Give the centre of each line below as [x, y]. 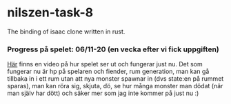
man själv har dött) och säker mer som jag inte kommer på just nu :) [103, 93]
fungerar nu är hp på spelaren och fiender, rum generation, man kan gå [108, 71]
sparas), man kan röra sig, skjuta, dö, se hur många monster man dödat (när [115, 86]
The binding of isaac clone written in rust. [66, 31]
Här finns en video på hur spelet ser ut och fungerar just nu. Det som [105, 64]
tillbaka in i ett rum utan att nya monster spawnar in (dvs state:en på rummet [115, 79]
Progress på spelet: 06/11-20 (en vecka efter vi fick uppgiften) [113, 49]
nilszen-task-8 [50, 13]
